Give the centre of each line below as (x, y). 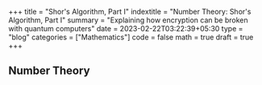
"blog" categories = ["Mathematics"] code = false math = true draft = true (131, 37)
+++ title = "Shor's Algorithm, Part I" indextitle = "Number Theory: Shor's (130, 12)
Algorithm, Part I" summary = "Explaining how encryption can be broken (128, 20)
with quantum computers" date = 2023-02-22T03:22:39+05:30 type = (126, 28)
